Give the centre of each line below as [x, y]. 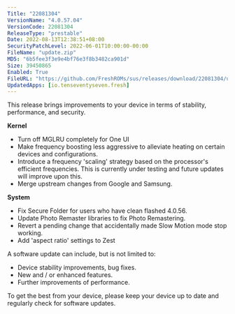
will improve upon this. [50, 177]
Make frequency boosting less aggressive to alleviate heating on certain [121, 147]
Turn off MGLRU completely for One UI [73, 140]
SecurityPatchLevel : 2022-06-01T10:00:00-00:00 [78, 46]
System [19, 197]
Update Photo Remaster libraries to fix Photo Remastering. [101, 218]
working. [30, 233]
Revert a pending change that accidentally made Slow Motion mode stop [122, 226]
